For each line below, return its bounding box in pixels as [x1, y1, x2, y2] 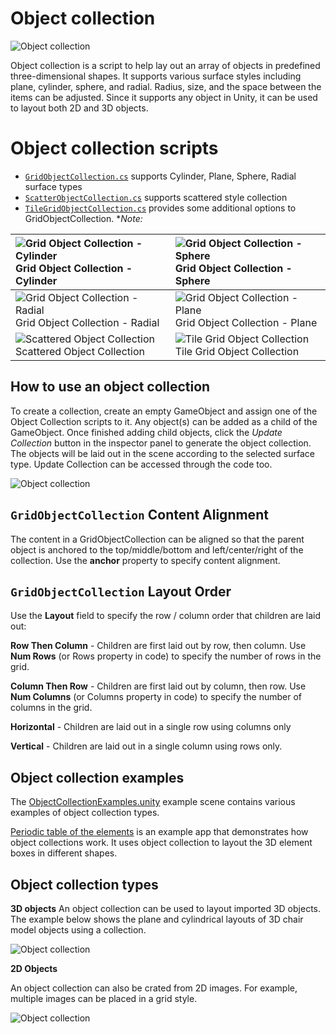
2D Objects [10, 962, 58, 974]
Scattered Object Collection [15, 344, 145, 358]
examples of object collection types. [10, 807, 160, 819]
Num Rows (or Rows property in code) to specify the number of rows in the [10, 650, 322, 662]
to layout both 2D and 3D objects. [10, 102, 149, 114]
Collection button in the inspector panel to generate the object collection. [10, 437, 312, 449]
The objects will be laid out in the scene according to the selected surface [10, 447, 315, 459]
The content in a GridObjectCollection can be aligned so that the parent [10, 533, 305, 545]
